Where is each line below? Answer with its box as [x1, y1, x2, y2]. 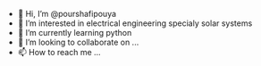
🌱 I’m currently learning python [17, 28, 132, 37]
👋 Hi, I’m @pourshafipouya [17, 9, 117, 19]
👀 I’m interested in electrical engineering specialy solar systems [17, 18, 253, 29]
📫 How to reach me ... [17, 47, 101, 57]
